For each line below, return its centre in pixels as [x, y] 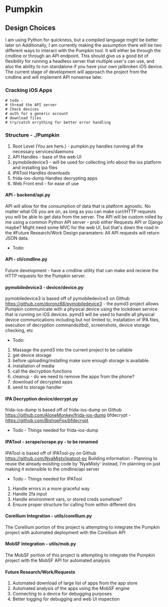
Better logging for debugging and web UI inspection [66, 599]
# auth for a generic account [37, 114]
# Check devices [22, 109]
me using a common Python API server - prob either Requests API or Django [84, 222]
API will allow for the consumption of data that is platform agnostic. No [78, 206]
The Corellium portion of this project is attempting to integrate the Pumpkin [83, 527]
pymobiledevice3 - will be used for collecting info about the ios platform [87, 162]
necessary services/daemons [43, 151]
